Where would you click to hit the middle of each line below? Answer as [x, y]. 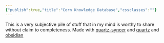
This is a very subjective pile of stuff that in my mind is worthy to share [80, 24]
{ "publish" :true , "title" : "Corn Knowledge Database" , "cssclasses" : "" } [81, 10]
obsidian [14, 35]
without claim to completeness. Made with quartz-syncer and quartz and [82, 30]
